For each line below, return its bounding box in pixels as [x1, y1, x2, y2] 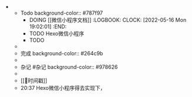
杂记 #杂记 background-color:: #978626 [20, 63, 118, 71]
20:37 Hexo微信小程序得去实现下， [20, 85, 106, 91]
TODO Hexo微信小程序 [29, 30, 84, 37]
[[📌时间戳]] [20, 77, 48, 84]
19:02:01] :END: [29, 23, 67, 30]
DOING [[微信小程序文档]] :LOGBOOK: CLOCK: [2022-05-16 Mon [29, 16, 187, 24]
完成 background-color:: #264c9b [20, 50, 103, 56]
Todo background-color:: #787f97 [20, 9, 103, 16]
